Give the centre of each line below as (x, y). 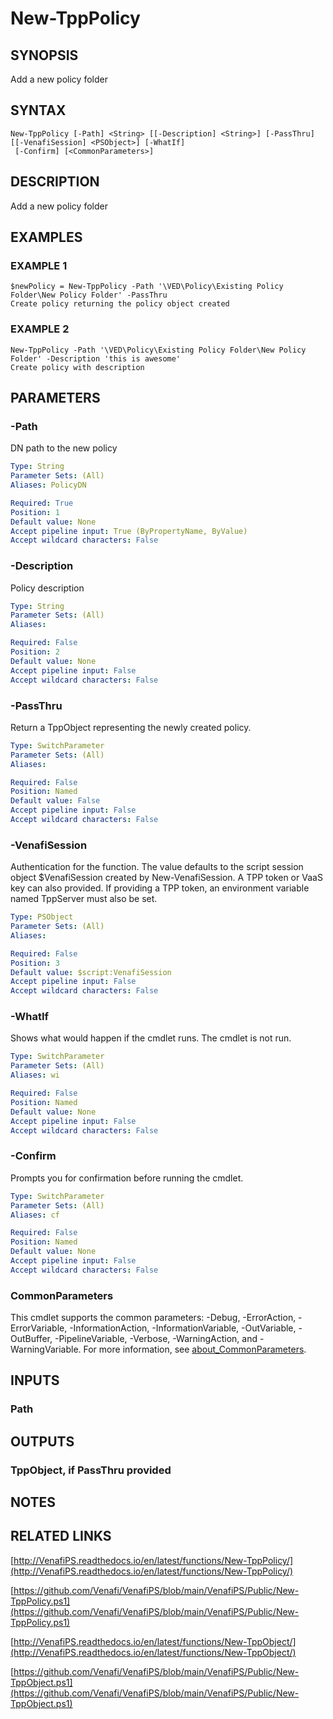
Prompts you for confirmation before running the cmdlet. (127, 1178)
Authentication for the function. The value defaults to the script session (157, 867)
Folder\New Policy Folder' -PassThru (89, 295)
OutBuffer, (31, 1339)
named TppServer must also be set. (84, 899)
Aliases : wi (35, 1075)
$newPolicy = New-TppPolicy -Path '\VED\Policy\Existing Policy (147, 287)
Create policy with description (77, 367)
